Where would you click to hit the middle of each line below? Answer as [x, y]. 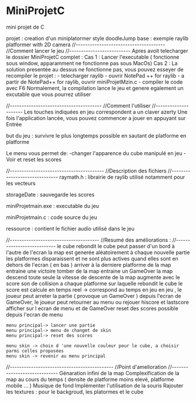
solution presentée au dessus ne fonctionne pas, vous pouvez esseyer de [95, 69]
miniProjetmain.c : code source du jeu [52, 217]
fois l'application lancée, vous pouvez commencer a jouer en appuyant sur [96, 118]
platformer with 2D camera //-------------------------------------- [86, 44]
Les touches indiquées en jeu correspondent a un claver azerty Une [106, 112]
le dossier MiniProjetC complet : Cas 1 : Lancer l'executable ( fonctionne [93, 57]
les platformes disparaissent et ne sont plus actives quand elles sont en [92, 258]
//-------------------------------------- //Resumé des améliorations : [89, 240]
